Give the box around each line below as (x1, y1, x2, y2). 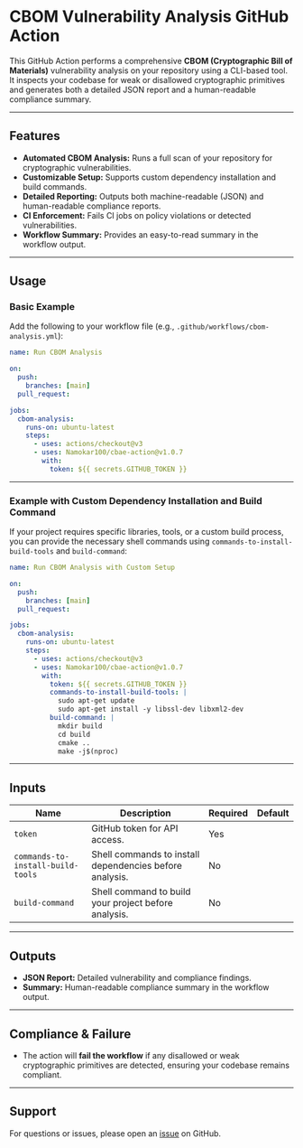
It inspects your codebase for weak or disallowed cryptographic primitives (9, 74, 286, 85)
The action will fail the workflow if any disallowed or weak (22, 1050, 240, 1060)
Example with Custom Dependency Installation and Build (9, 494, 263, 507)
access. (91, 834, 124, 846)
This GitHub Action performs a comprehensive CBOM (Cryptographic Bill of (9, 55, 293, 66)
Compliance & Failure (9, 1026, 132, 1041)
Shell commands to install (91, 848, 200, 861)
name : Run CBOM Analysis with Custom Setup (9, 563, 176, 573)
